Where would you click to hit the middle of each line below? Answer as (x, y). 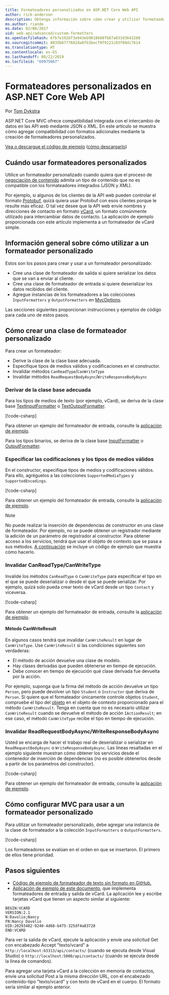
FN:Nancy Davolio (23, 921)
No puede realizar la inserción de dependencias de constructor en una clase (84, 525)
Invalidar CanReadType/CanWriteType (53, 565)
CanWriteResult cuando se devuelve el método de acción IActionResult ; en (83, 713)
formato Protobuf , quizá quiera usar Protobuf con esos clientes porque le (81, 200)
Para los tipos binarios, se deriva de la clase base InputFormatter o (74, 441)
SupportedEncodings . (26, 481)
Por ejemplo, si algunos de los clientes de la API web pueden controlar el (81, 195)
